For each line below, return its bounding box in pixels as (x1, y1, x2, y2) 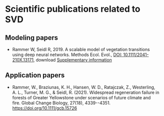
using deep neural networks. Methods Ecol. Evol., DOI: (12, 52, 122, 58)
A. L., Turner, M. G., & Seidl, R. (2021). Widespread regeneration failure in (12, 89, 160, 95)
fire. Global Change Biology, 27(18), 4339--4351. (12, 100, 111, 106)
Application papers (5, 71, 65, 80)
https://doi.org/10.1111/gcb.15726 (12, 105, 77, 111)
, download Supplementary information (33, 57, 112, 62)
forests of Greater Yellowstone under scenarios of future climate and (12, 94, 151, 100)
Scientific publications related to (5, 3, 141, 15)
